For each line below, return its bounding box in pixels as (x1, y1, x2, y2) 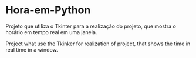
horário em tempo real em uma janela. (5, 28, 97, 35)
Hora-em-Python (5, 3, 91, 17)
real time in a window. (5, 46, 58, 53)
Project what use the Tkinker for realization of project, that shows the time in (5, 40, 191, 47)
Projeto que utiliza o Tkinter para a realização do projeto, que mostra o (5, 23, 177, 30)
